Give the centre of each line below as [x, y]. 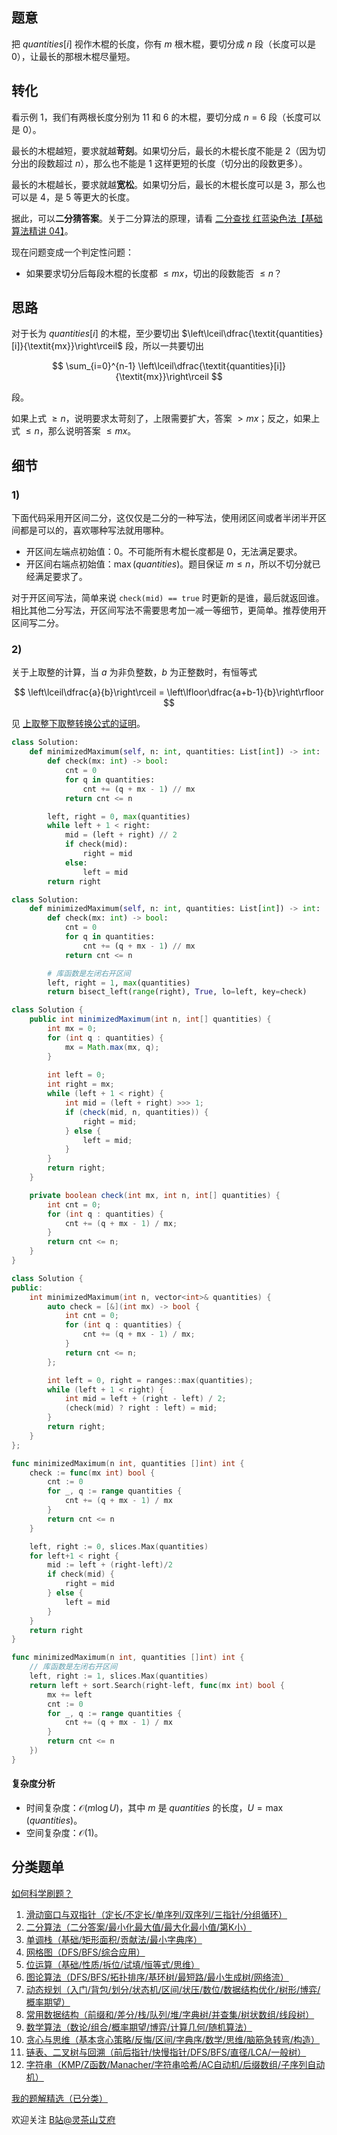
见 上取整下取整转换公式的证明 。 [78, 724]
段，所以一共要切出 [164, 346]
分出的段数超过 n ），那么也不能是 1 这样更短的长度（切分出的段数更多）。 [159, 163]
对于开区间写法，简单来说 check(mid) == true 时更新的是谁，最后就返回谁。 [168, 598]
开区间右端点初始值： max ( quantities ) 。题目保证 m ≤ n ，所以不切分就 [169, 564]
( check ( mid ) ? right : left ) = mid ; [141, 1408]
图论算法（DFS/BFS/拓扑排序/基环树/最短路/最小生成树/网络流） [157, 1977]
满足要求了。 [61, 577]
